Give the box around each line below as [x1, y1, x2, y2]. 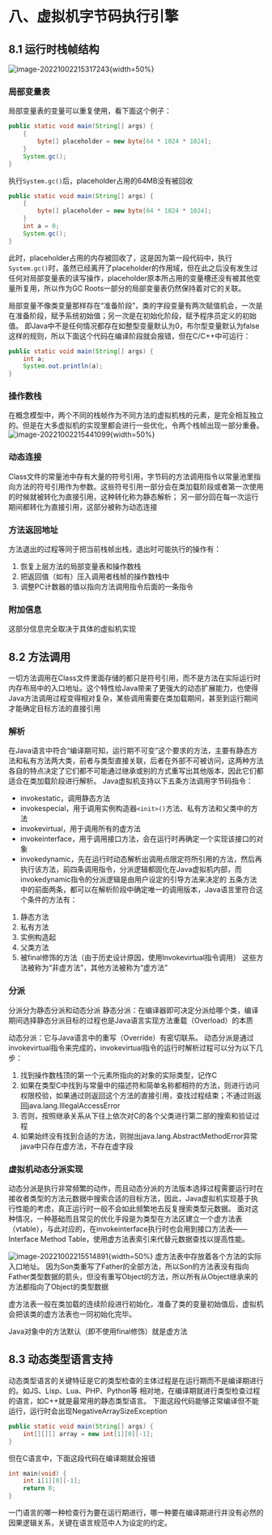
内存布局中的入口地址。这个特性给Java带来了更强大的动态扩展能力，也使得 [8, 683, 259, 693]
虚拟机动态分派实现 [8, 1163, 83, 1175]
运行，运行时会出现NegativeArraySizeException [8, 1406, 168, 1416]
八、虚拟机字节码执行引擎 [8, 7, 180, 26]
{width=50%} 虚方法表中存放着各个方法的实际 [108, 1252, 261, 1261]
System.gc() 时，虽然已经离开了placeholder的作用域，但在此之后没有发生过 [8, 263, 258, 273]
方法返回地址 [8, 524, 59, 536]
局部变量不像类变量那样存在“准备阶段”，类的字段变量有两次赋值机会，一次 [8, 300, 257, 310]
